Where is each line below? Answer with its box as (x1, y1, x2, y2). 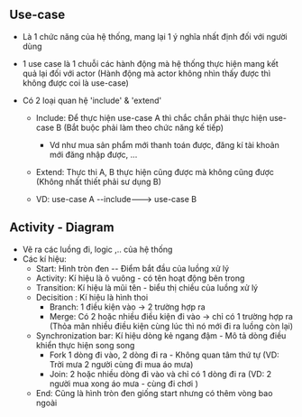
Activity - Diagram (9, 220, 114, 236)
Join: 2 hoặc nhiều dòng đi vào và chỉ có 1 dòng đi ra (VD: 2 (49, 368, 272, 379)
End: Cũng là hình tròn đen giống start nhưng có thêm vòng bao (35, 387, 273, 398)
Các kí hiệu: (22, 253, 67, 264)
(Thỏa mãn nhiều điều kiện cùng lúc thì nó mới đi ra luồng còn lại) (49, 320, 294, 331)
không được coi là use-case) (22, 77, 129, 88)
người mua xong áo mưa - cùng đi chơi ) (49, 378, 198, 389)
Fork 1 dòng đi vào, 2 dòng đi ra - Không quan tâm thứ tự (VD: (49, 349, 279, 360)
